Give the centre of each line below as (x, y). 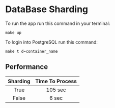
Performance (27, 67)
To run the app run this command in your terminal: (58, 23)
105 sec (56, 90)
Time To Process (56, 81)
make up (13, 32)
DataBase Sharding (47, 9)
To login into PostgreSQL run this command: (52, 42)
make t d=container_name (32, 51)
